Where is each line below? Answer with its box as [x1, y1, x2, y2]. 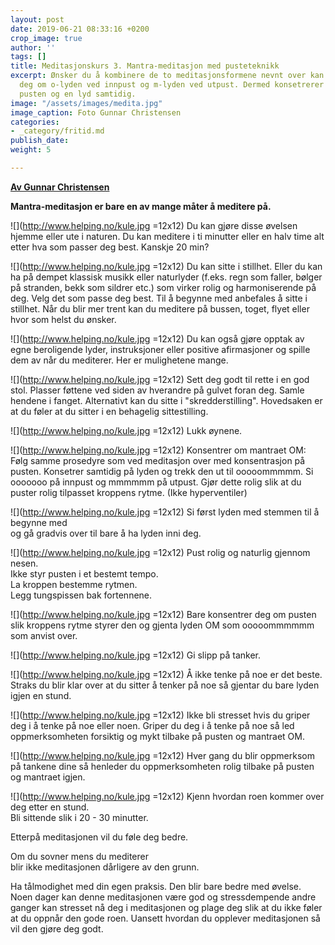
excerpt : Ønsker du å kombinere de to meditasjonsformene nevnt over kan [10, 71, 325, 81]
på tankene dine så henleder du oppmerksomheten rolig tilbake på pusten [10, 760, 315, 772]
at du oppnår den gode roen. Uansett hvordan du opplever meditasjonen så [10, 912, 321, 924]
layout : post [10, 14, 65, 25]
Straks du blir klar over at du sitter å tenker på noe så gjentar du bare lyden [10, 679, 320, 691]
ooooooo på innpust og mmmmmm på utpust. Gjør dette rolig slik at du [10, 476, 302, 488]
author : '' [10, 42, 56, 53]
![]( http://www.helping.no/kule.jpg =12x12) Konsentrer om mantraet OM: [10, 444, 307, 456]
